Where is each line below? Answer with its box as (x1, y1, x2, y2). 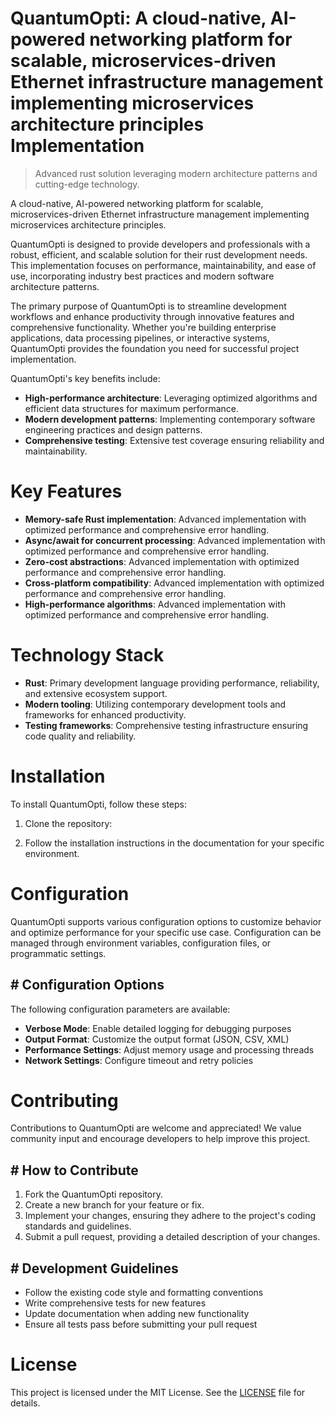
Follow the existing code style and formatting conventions (24, 1287, 264, 1299)
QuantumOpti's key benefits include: (10, 372, 161, 384)
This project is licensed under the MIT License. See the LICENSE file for (10, 1387, 306, 1398)
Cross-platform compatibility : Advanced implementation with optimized (24, 577, 325, 589)
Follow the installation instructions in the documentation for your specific (24, 837, 325, 849)
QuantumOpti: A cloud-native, (10, 7, 267, 30)
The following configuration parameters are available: (10, 1003, 231, 1015)
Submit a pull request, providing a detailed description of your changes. (24, 1231, 321, 1243)
